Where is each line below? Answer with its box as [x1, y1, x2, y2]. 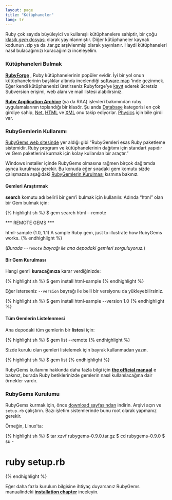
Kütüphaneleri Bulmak [5, 60, 63, 67]
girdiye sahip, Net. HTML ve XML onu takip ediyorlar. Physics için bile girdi [5, 109, 163, 116]
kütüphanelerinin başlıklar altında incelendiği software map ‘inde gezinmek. [5, 78, 165, 84]
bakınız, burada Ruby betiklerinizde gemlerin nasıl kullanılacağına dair [5, 372, 152, 378]
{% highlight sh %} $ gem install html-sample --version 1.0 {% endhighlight [5, 298, 165, 304]
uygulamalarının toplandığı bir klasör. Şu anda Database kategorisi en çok [5, 104, 161, 110]
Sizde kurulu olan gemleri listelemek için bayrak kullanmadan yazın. [5, 346, 148, 353]
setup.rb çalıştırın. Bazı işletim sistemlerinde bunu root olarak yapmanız [5, 407, 157, 414]
